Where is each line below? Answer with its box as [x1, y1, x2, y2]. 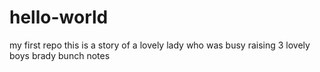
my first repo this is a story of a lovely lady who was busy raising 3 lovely [9, 39, 311, 51]
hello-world [9, 6, 109, 29]
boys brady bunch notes [9, 49, 111, 61]
